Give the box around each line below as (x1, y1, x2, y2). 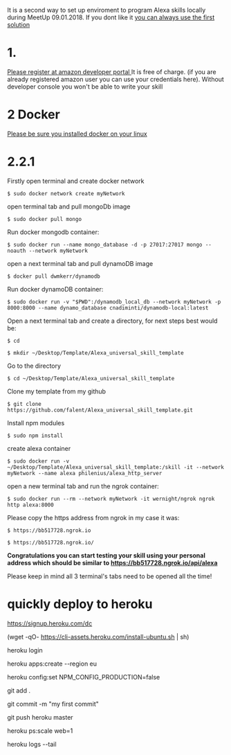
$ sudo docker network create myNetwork (7, 190, 126, 197)
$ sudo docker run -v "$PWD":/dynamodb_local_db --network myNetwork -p (7, 298, 221, 305)
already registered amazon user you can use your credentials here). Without (7, 75, 225, 83)
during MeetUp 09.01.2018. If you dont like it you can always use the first (7, 13, 215, 21)
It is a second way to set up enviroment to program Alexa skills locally (7, 6, 206, 14)
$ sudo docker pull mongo (7, 215, 82, 222)
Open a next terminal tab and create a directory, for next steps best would (7, 317, 218, 325)
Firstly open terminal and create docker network (7, 177, 145, 185)
